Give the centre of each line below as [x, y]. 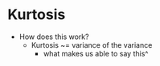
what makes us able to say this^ [96, 53]
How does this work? [54, 37]
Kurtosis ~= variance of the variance [92, 45]
